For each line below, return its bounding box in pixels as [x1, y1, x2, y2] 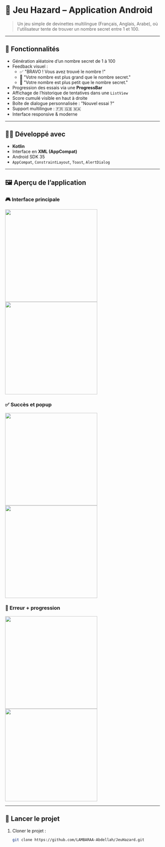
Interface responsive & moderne [12, 111, 78, 117]
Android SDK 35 [12, 154, 45, 159]
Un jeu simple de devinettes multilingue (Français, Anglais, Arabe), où [17, 21, 158, 27]
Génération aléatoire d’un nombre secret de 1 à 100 [12, 58, 115, 64]
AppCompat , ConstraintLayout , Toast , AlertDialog [12, 159, 110, 165]
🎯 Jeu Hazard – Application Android [5, 4, 153, 16]
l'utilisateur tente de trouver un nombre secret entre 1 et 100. [17, 26, 139, 32]
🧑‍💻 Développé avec [5, 130, 65, 139]
